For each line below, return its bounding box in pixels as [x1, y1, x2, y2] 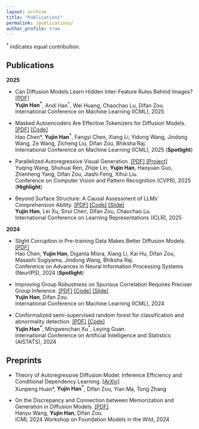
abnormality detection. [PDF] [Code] [14, 318, 105, 325]
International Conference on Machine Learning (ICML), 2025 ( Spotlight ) [14, 146, 193, 154]
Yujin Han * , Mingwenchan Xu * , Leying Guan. [14, 325, 126, 332]
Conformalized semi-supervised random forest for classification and [14, 311, 184, 319]
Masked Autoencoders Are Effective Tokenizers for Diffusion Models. [14, 119, 186, 127]
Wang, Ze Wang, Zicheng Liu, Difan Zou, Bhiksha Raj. [14, 140, 147, 147]
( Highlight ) [14, 184, 43, 191]
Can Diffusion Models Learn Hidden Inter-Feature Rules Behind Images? [14, 88, 193, 95]
